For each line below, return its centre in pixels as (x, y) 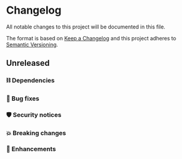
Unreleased (28, 63)
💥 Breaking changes (36, 133)
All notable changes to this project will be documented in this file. (86, 27)
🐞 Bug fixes (23, 98)
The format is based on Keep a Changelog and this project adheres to (91, 38)
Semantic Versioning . (32, 44)
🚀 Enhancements (31, 149)
